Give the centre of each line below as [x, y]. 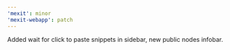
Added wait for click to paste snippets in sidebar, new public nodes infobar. [115, 39]
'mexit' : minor [29, 13]
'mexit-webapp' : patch [40, 20]
